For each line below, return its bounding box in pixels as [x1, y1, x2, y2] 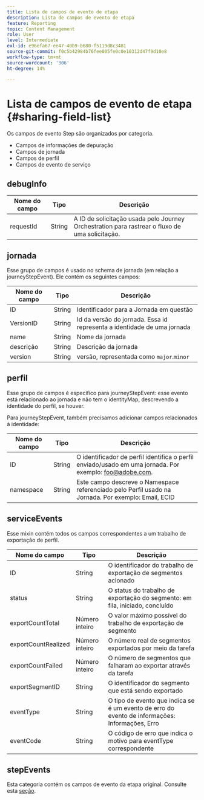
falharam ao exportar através [108, 661, 190, 669]
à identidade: [7, 420, 40, 427]
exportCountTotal [10, 618, 60, 627]
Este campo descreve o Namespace [76, 478, 179, 486]
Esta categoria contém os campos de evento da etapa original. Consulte [7, 781, 187, 788]
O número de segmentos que [108, 653, 191, 662]
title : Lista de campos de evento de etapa [7, 9, 119, 15]
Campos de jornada [15, 148, 65, 156]
